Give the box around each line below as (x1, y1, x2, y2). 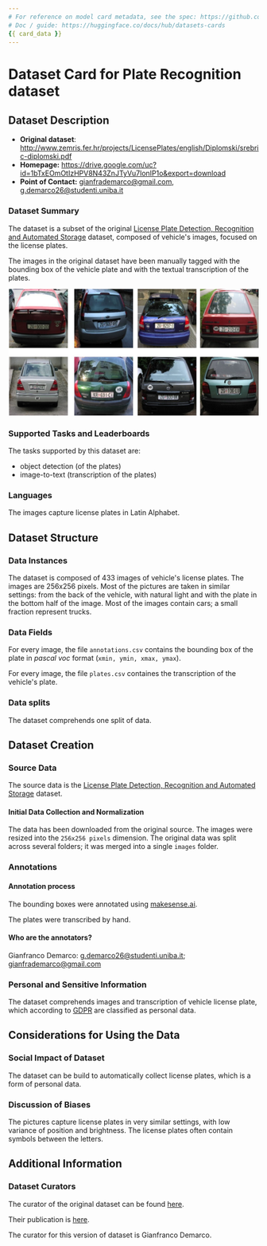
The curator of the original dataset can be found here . (8, 1199, 184, 1209)
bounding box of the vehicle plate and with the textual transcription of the (8, 264, 249, 274)
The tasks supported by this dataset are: (8, 446, 141, 455)
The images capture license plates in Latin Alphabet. (8, 508, 180, 517)
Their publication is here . (8, 1214, 90, 1224)
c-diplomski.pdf (19, 151, 72, 161)
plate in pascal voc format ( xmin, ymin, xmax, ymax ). (8, 654, 181, 663)
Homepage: (19, 160, 60, 170)
